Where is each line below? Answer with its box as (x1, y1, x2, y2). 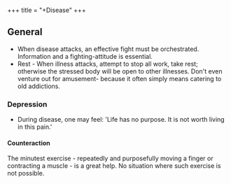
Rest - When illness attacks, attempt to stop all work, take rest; (17, 59, 198, 68)
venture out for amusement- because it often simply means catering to (17, 74, 222, 83)
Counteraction (7, 139, 50, 147)
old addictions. (17, 82, 61, 90)
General (7, 26, 43, 38)
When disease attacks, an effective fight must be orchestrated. (17, 45, 199, 53)
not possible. (7, 169, 45, 178)
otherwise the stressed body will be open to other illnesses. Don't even (17, 66, 223, 76)
